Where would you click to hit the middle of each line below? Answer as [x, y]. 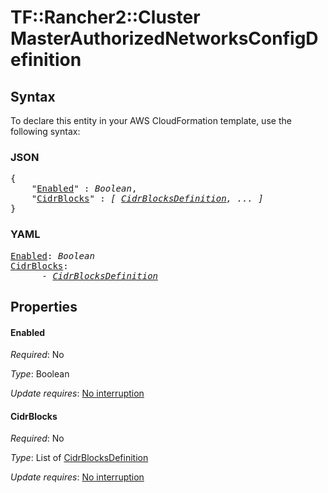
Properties [44, 306]
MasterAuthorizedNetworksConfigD [164, 38]
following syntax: [45, 131]
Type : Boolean [40, 374]
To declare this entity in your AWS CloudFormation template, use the [151, 120]
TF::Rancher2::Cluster [105, 17]
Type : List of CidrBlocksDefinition [79, 458]
